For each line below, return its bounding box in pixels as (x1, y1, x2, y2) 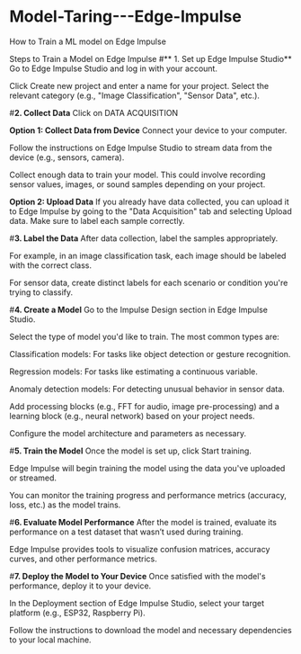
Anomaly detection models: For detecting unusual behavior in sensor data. (9, 383, 285, 394)
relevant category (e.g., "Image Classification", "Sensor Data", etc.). (9, 90, 261, 101)
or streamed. (9, 472, 57, 483)
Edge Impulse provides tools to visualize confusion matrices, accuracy (9, 543, 270, 554)
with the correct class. (9, 259, 93, 271)
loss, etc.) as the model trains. (9, 499, 121, 510)
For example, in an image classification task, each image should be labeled (9, 250, 287, 261)
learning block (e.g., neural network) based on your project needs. (9, 410, 255, 421)
